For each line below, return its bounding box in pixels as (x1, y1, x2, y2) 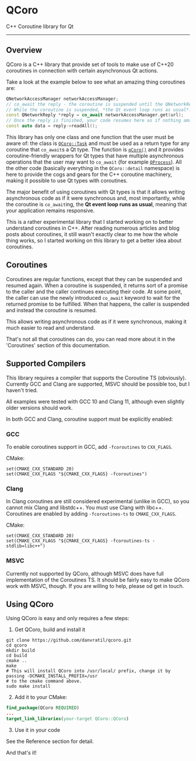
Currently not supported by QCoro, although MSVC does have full (6, 570, 164, 577)
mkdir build (6, 648, 35, 653)
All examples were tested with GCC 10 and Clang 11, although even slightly (6, 398, 185, 405)
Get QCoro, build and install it (14, 626, 86, 633)
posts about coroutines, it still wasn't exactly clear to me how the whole (6, 231, 178, 237)
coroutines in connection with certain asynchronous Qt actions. (6, 67, 159, 74)
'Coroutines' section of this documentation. (6, 341, 110, 348)
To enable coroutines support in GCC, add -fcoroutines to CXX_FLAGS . (6, 443, 173, 450)
